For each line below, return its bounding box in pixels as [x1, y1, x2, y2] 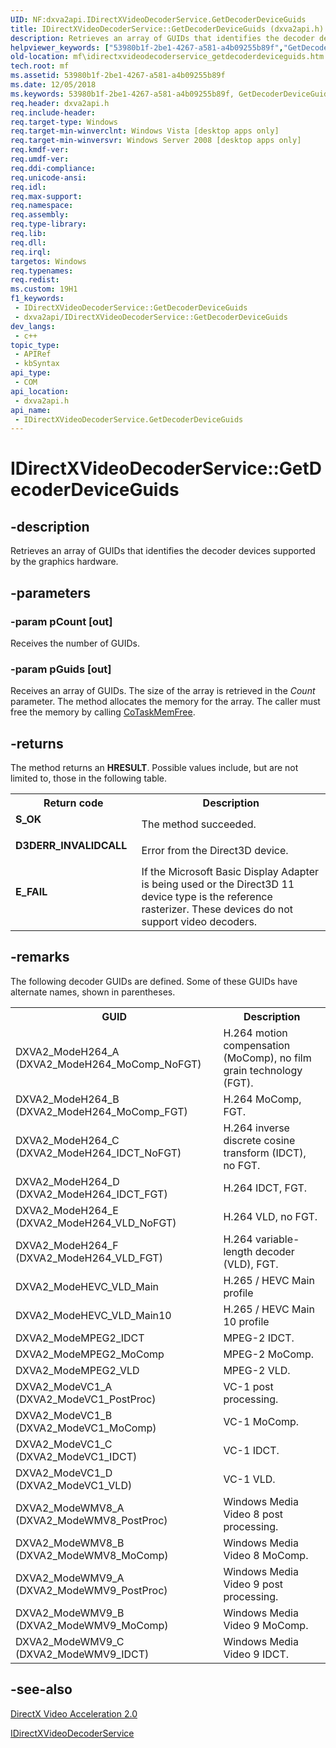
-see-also [10, 1681, 73, 1698]
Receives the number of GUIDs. [10, 637, 140, 649]
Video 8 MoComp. [223, 1548, 309, 1562]
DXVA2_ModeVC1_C [15, 1437, 113, 1451]
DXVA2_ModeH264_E [15, 1203, 119, 1217]
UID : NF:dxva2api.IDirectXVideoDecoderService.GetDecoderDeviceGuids [10, 14, 307, 25]
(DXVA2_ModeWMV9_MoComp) [15, 1618, 169, 1632]
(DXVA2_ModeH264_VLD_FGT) [15, 1251, 163, 1265]
